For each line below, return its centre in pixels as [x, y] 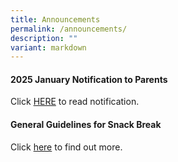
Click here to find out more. [66, 147]
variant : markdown [48, 47]
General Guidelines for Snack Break [86, 125]
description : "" [44, 38]
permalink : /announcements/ [69, 29]
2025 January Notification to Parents [89, 79]
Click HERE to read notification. [75, 102]
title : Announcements [55, 19]
